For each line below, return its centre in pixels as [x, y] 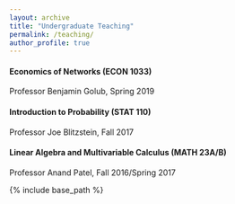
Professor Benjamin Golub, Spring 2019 [82, 92]
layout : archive [39, 18]
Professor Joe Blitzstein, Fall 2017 [72, 132]
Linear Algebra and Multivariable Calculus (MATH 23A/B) [118, 153]
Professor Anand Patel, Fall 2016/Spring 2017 [93, 173]
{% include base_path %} [57, 190]
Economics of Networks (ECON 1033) [81, 71]
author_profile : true [50, 43]
